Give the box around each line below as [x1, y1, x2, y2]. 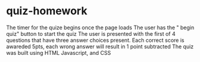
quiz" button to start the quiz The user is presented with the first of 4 [6, 30, 176, 37]
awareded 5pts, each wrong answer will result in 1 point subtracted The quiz [6, 43, 194, 50]
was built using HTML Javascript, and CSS [6, 49, 112, 56]
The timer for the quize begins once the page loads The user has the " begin [6, 24, 195, 31]
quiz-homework [6, 4, 88, 18]
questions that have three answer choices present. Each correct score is [6, 36, 184, 44]
